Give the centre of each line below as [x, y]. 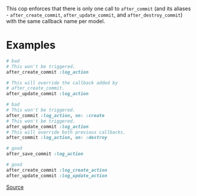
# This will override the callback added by [62, 83]
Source [15, 187]
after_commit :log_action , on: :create [55, 115]
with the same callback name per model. [56, 21]
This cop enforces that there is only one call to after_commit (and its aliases [99, 9]
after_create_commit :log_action [47, 72]
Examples [31, 45]
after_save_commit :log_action [45, 154]
